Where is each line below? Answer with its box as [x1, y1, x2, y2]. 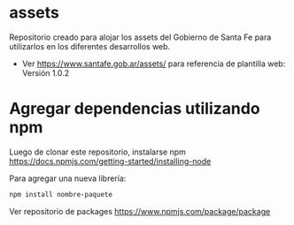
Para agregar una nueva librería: [9, 173, 127, 184]
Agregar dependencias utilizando [9, 99, 260, 119]
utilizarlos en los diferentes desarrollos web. [9, 41, 171, 51]
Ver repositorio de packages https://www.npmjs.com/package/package [9, 206, 271, 216]
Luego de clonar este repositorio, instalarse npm [9, 146, 186, 157]
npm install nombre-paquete [9, 190, 113, 199]
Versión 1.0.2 [21, 67, 69, 78]
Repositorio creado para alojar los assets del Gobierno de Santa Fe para [9, 32, 272, 42]
